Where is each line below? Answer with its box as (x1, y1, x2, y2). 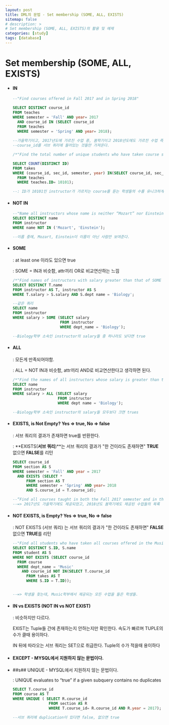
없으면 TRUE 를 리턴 (12, 531, 52, 537)
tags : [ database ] (5, 36, 42, 41)
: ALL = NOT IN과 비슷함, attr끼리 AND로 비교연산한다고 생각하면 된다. (12, 367, 152, 373)
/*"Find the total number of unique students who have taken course (12, 152, 159, 157)
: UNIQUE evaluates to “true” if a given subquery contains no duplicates (12, 677, 161, 683)
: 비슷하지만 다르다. (12, 614, 50, 621)
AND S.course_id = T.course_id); (26, 488, 97, 493)
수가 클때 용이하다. (12, 632, 49, 638)
